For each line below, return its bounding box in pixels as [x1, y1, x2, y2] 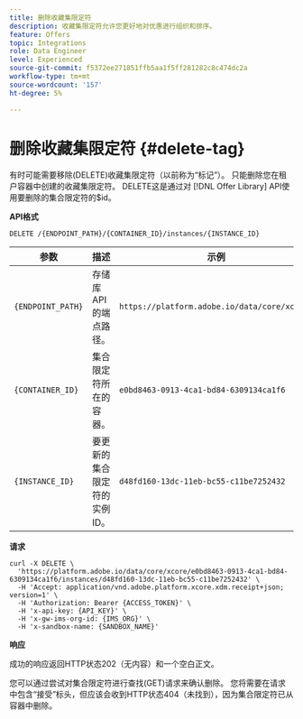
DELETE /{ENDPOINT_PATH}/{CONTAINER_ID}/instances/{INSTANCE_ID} [9, 229, 260, 239]
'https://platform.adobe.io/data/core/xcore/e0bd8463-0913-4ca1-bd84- [17, 567, 289, 576]
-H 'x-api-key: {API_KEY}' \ [17, 606, 127, 616]
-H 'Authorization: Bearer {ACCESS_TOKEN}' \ [17, 599, 192, 608]
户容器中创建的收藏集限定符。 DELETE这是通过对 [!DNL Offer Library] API [9, 181, 282, 192]
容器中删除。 [9, 700, 57, 711]
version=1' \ [9, 591, 59, 600]
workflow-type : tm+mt [9, 72, 91, 81]
